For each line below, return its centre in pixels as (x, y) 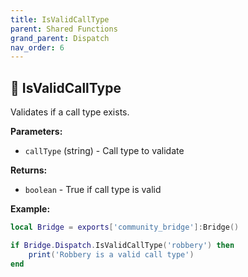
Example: (30, 209)
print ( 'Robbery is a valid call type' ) (111, 254)
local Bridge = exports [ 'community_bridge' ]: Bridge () (125, 227)
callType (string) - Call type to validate (104, 151)
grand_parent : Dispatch (60, 38)
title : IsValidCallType (60, 19)
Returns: (29, 170)
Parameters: (36, 132)
